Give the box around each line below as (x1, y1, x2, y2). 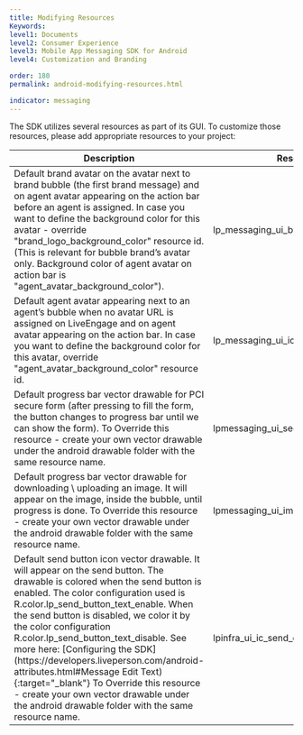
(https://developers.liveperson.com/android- (14, 654, 205, 666)
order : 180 (9, 71, 50, 81)
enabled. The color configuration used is (14, 586, 186, 599)
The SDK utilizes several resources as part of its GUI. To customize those (9, 121, 281, 132)
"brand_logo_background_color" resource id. (14, 234, 205, 247)
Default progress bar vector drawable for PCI (14, 388, 205, 400)
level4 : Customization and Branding (9, 55, 147, 64)
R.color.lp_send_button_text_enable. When (14, 597, 194, 610)
